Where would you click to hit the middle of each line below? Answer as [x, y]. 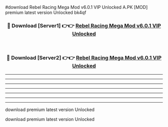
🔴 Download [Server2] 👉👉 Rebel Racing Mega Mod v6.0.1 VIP [84, 58]
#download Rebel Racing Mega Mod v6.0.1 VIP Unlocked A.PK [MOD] [76, 7]
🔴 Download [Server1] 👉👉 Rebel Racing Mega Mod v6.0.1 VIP [84, 25]
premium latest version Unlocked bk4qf [46, 12]
